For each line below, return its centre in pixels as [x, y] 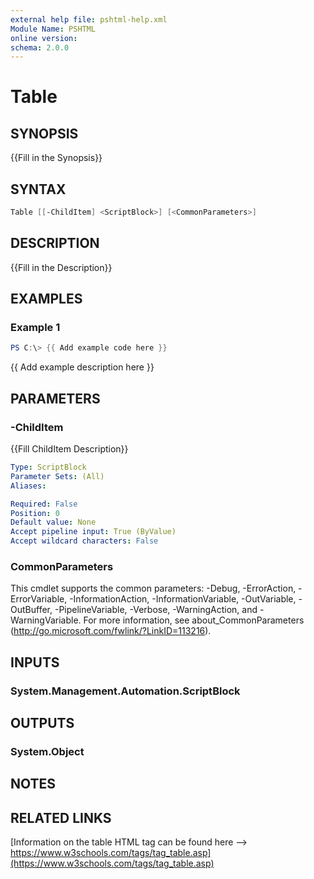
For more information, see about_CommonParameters [194, 620]
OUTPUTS [42, 723]
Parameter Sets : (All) [57, 476]
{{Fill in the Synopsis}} [56, 158]
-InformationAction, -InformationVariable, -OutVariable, [183, 599]
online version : [44, 38]
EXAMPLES [46, 299]
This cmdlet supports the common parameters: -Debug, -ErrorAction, [153, 588]
